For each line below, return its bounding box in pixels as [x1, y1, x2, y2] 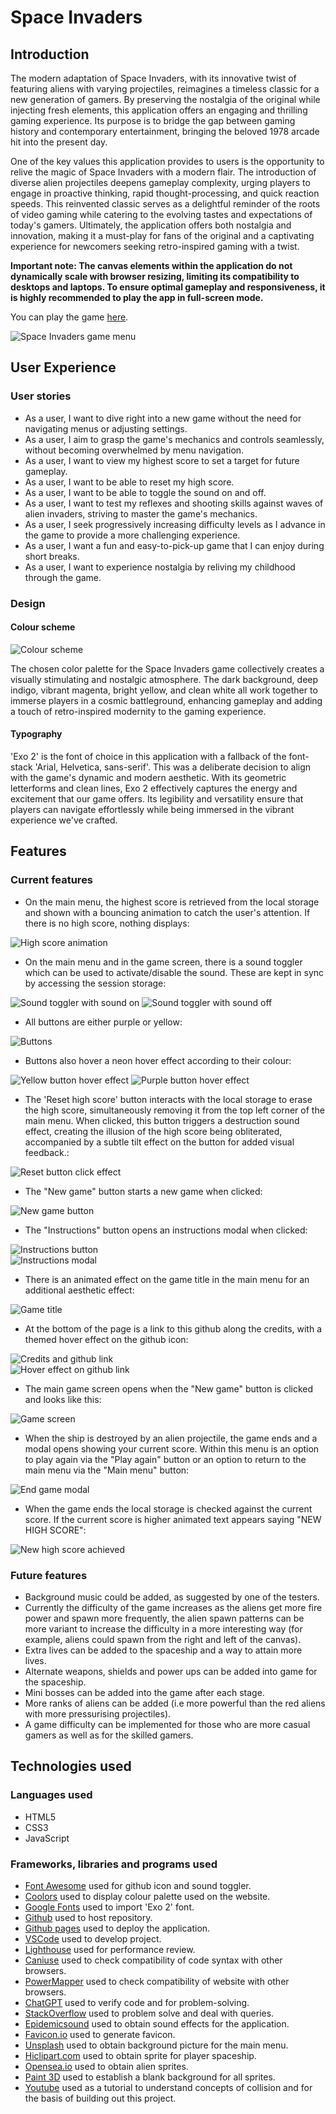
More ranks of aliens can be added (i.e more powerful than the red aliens [24, 1697, 326, 1709]
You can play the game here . [10, 311, 129, 323]
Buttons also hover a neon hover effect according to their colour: [24, 1054, 292, 1066]
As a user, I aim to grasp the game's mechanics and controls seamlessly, [24, 433, 325, 445]
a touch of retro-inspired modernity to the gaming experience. [10, 705, 267, 717]
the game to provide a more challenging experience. [24, 529, 241, 541]
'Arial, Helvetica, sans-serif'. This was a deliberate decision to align [34, 761, 312, 773]
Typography [10, 728, 63, 740]
